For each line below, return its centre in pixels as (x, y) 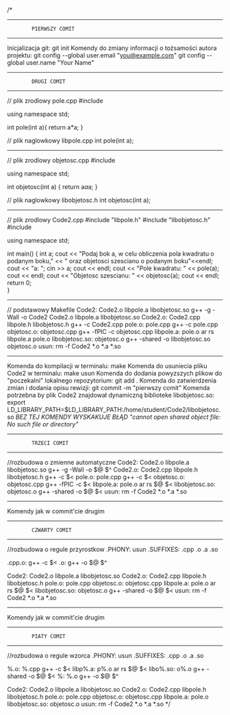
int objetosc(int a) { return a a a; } (52, 187)
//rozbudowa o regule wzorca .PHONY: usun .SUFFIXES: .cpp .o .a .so (105, 655)
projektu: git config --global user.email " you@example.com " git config (106, 55)
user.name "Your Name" (60, 62)
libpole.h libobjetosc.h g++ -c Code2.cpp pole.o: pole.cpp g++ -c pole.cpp (113, 324)
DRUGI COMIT (49, 82)
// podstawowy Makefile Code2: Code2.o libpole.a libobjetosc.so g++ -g (109, 310)
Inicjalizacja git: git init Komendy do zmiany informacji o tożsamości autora (112, 48)
